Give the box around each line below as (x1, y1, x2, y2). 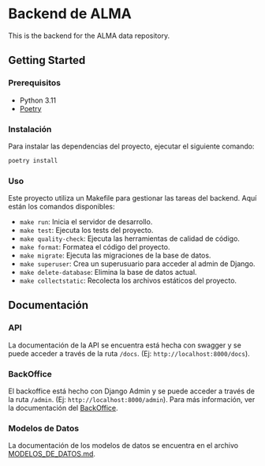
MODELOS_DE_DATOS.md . (8, 449, 96, 459)
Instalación (8, 123, 52, 134)
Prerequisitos (8, 77, 62, 88)
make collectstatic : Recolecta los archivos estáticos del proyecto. (19, 276, 237, 285)
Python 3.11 (19, 96, 57, 105)
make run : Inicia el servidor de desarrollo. (19, 217, 153, 227)
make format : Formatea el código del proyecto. (19, 242, 170, 252)
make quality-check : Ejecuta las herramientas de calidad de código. (19, 234, 241, 243)
